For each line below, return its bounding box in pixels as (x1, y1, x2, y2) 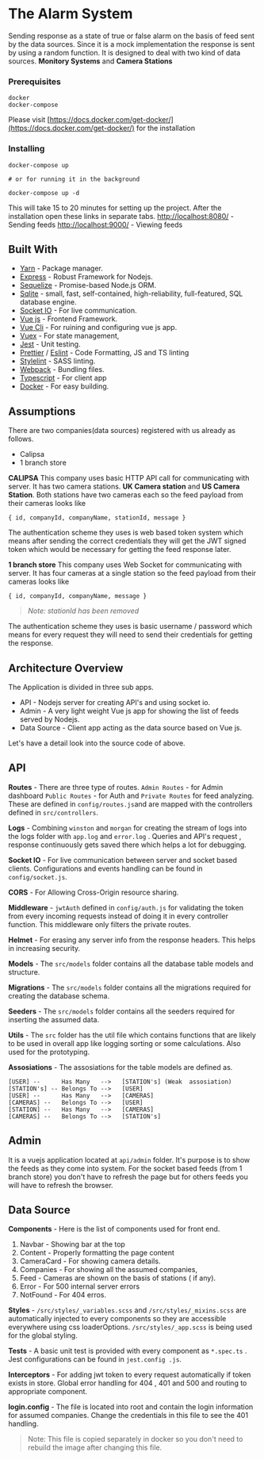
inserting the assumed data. (8, 1014, 100, 1024)
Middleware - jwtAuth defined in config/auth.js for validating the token (8, 902, 244, 912)
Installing (8, 144, 45, 155)
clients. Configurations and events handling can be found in (8, 864, 204, 873)
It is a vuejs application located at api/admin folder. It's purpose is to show (8, 1155, 251, 1164)
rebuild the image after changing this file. (27, 1443, 163, 1452)
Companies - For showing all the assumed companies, (19, 1265, 198, 1274)
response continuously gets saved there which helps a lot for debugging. (8, 840, 247, 849)
